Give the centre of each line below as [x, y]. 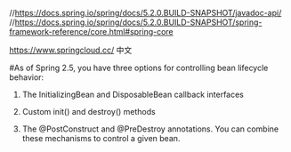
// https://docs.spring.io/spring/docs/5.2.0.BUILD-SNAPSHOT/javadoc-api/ [145, 13]
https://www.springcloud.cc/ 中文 [71, 50]
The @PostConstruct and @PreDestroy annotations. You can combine [150, 129]
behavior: [27, 77]
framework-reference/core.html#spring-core [91, 32]
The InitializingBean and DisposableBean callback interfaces [133, 94]
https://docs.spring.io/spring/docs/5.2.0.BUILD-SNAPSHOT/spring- [138, 22]
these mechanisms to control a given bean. [101, 138]
